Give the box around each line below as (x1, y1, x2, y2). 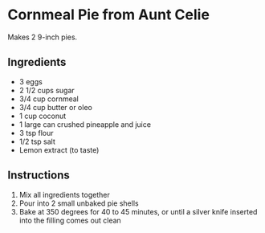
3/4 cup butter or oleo (18, 102, 93, 112)
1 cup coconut (18, 111, 67, 121)
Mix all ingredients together (18, 190, 110, 199)
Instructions (7, 169, 70, 182)
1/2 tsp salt (18, 137, 55, 146)
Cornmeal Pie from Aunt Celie (7, 6, 210, 24)
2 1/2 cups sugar (18, 85, 75, 95)
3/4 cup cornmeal (18, 94, 79, 104)
